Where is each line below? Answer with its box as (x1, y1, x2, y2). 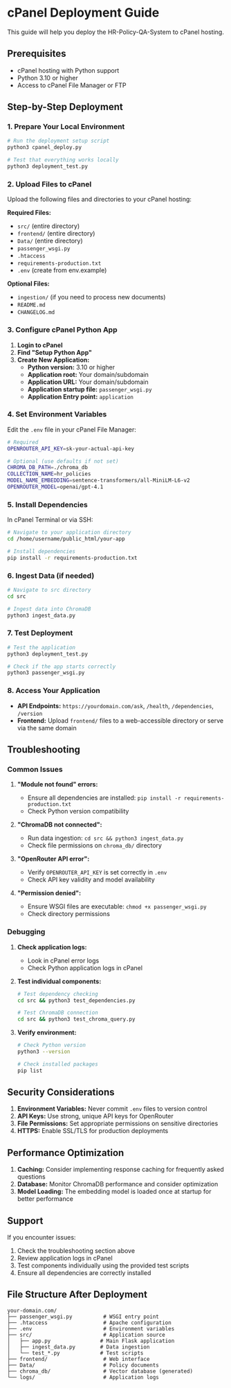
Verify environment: (17, 1028, 77, 1037)
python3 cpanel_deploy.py (7, 144, 82, 151)
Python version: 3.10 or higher (27, 362, 115, 371)
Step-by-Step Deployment (7, 101, 123, 113)
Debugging (7, 927, 46, 937)
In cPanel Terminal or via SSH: (7, 516, 93, 524)
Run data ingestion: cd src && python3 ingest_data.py (27, 834, 184, 843)
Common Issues (7, 764, 64, 774)
